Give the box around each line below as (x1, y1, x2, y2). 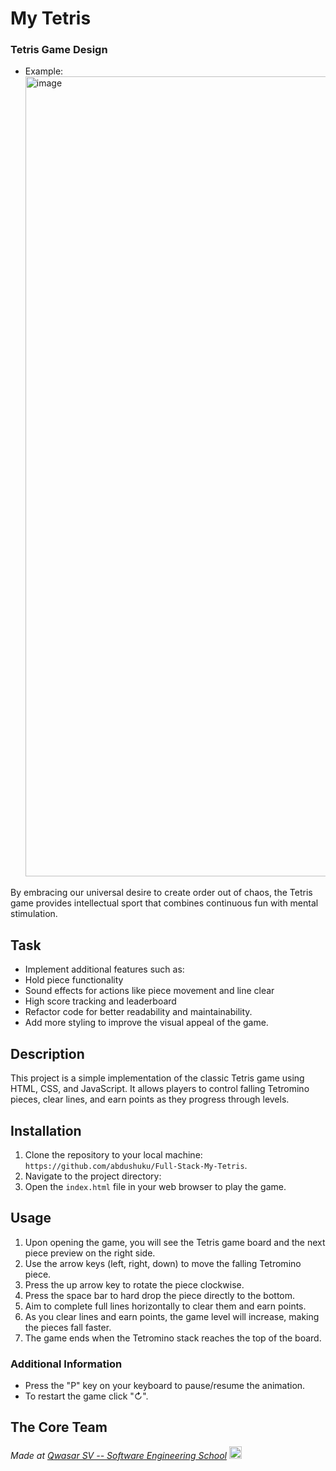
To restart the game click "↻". (24, 1390, 149, 1402)
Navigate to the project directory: (24, 1170, 162, 1182)
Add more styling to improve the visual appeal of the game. (24, 1017, 269, 1029)
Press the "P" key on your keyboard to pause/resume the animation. (24, 1380, 306, 1392)
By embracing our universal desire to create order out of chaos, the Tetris (10, 887, 313, 899)
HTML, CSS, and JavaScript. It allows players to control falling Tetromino (10, 1083, 310, 1095)
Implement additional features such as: (24, 963, 185, 976)
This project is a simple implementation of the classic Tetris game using (10, 1072, 305, 1084)
